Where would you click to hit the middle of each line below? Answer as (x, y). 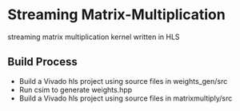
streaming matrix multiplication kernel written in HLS (94, 37)
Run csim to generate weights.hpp (76, 89)
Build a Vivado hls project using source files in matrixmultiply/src (126, 98)
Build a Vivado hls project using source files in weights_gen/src (123, 81)
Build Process (42, 62)
